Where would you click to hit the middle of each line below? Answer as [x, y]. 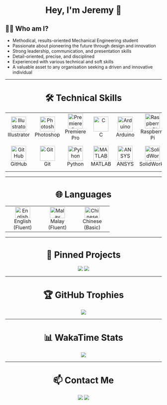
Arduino [125, 135]
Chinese [92, 221]
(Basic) [92, 227]
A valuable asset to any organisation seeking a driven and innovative [83, 67]
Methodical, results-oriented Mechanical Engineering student [75, 40]
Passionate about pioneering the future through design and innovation [84, 46]
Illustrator [19, 135]
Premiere [75, 132]
